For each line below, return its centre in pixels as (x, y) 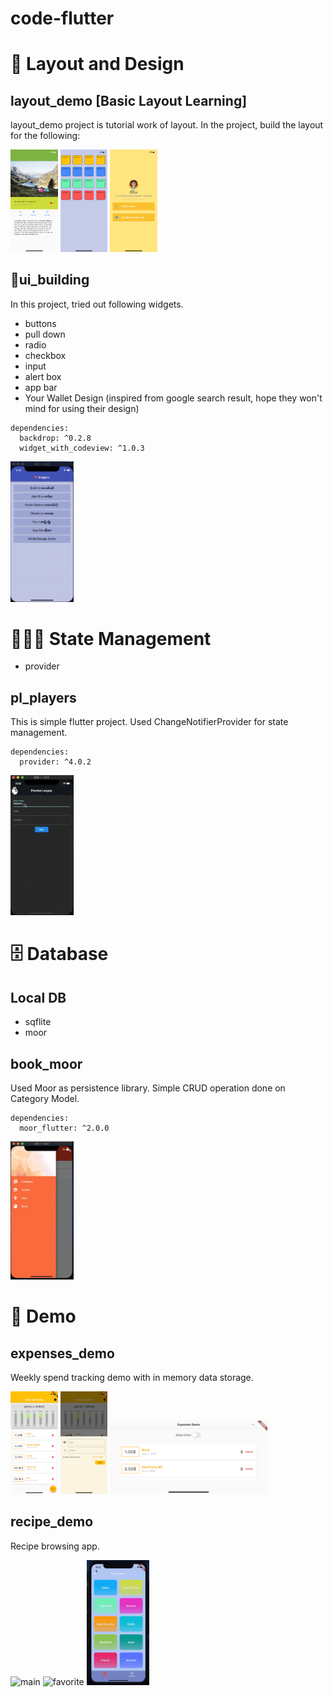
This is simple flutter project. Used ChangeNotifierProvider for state (149, 722)
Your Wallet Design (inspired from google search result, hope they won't (173, 398)
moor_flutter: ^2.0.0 (64, 1128)
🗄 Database (59, 954)
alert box (43, 376)
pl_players (43, 697)
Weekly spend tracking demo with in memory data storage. (132, 1378)
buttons (40, 323)
